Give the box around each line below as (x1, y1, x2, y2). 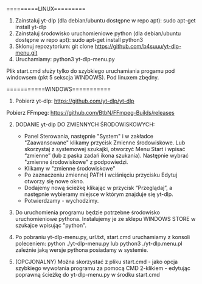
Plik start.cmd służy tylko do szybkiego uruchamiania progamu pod (6, 67, 175, 75)
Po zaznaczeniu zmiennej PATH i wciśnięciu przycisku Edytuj (24, 171, 178, 178)
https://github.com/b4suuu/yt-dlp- (94, 42, 181, 50)
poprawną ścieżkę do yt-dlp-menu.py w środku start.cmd (15, 271, 160, 278)
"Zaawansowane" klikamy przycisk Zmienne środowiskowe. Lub (24, 139, 186, 146)
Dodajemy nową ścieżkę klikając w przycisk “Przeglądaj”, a (24, 184, 173, 191)
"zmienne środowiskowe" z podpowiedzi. (24, 158, 128, 166)
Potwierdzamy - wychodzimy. (24, 197, 99, 204)
